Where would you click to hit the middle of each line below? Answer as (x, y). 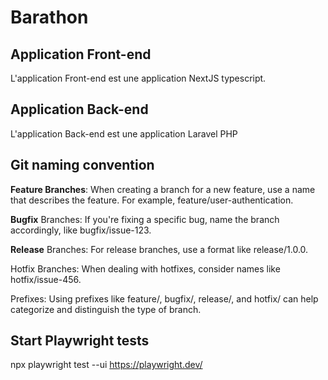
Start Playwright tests (80, 341)
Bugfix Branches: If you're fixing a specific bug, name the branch (145, 219)
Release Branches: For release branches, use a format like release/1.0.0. (159, 249)
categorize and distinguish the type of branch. (106, 309)
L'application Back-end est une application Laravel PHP (124, 133)
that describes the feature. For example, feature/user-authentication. (152, 200)
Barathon (49, 17)
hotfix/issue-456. (46, 279)
